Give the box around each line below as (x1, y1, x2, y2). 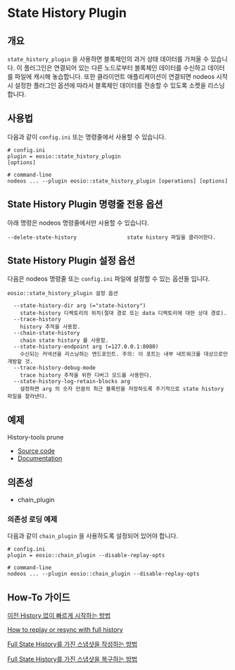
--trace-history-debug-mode (13, 364, 96, 371)
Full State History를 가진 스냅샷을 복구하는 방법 (7, 655, 138, 664)
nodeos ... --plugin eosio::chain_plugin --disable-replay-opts (7, 571, 200, 578)
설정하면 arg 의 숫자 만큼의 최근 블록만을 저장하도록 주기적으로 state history (20, 385, 224, 392)
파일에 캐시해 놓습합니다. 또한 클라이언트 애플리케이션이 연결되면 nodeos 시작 (14, 73, 228, 80)
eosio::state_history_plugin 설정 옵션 (7, 290, 118, 297)
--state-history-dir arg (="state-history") (13, 302, 146, 309)
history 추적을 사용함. (20, 323, 81, 330)
